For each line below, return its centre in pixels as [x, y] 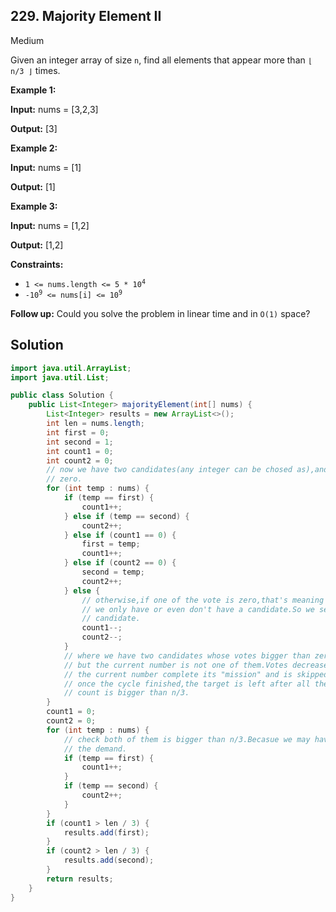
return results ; [80, 879]
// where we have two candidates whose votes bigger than [187, 655]
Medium [27, 40]
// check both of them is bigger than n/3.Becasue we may [187, 739]
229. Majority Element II [86, 16]
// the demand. [95, 749]
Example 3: [34, 206]
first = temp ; [111, 544]
